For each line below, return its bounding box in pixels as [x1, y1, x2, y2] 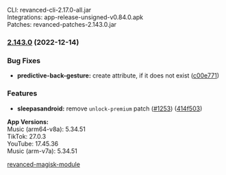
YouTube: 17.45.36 [7, 139, 59, 148]
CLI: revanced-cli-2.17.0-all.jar [7, 6, 92, 14]
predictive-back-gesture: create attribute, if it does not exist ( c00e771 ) [16, 71, 220, 80]
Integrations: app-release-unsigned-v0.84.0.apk [7, 13, 144, 21]
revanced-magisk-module [7, 160, 81, 168]
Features [7, 89, 38, 98]
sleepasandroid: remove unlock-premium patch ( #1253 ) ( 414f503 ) [16, 104, 203, 113]
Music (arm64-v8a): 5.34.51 [7, 125, 86, 133]
